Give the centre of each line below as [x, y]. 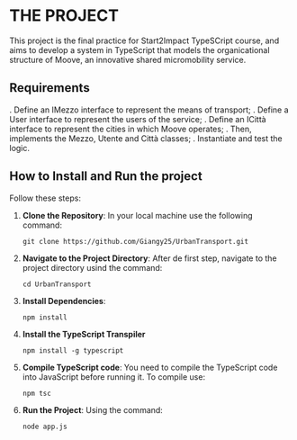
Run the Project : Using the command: [93, 409]
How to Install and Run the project [106, 176]
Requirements [49, 88]
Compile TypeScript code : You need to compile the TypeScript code [150, 367]
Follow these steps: [45, 198]
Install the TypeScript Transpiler [84, 334]
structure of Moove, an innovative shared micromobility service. [128, 59]
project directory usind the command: [92, 267]
